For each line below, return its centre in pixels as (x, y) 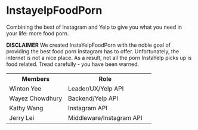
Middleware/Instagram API (105, 117)
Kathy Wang (26, 108)
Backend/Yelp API (93, 98)
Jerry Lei (22, 117)
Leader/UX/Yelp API (96, 89)
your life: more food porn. (38, 33)
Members (35, 78)
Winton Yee (25, 89)
